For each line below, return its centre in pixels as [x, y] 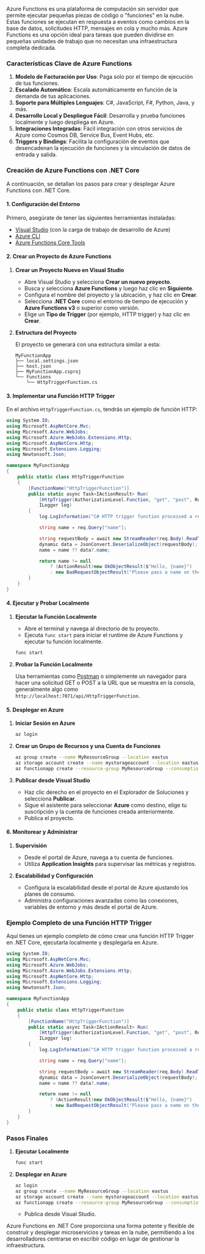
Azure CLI [28, 236]
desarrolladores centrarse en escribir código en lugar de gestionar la [93, 1239]
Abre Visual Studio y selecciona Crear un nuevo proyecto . [98, 282]
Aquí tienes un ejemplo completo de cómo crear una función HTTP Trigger [100, 936]
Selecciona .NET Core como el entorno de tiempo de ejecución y [106, 301]
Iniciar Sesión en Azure [45, 723]
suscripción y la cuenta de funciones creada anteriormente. [99, 812]
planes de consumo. [50, 894]
